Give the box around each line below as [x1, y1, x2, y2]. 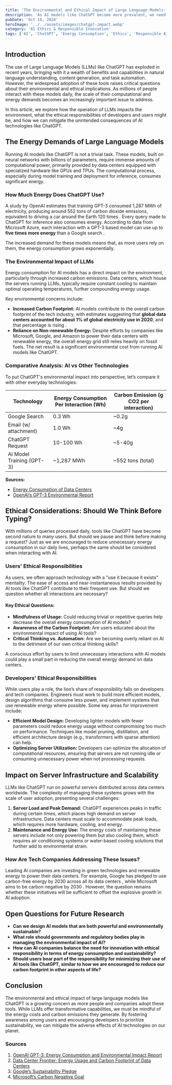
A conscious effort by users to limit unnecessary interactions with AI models [5, 650, 166, 657]
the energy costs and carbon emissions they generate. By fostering [5, 1011, 147, 1017]
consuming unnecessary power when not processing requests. [12, 756, 146, 762]
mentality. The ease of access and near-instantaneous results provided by [5, 579, 162, 586]
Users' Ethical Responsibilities [5, 562, 83, 570]
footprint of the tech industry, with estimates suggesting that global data [12, 311, 166, 317]
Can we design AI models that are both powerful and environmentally [12, 923, 164, 929]
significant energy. [5, 178, 45, 184]
